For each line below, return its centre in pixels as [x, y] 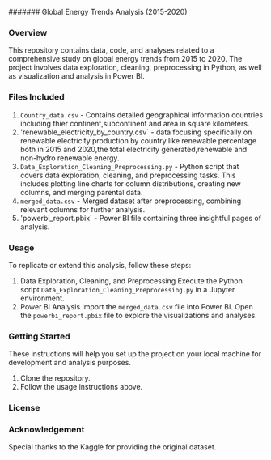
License [24, 408]
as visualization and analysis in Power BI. [77, 76]
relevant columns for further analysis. [83, 209]
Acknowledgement [47, 430]
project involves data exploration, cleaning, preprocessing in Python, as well [135, 67]
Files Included [36, 97]
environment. [42, 298]
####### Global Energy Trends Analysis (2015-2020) [98, 12]
